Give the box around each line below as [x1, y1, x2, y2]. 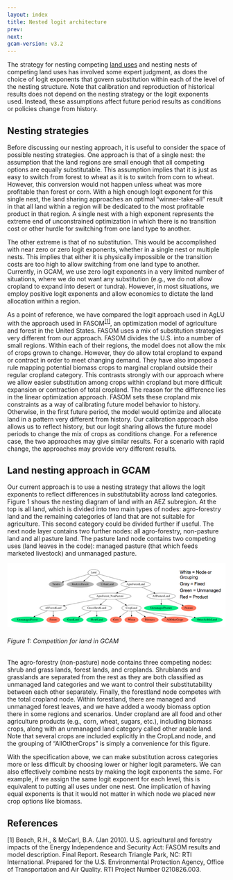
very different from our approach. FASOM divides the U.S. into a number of [7, 333, 221, 342]
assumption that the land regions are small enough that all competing [7, 158, 205, 166]
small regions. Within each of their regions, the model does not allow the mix [7, 341, 226, 349]
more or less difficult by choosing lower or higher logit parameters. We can [7, 761, 221, 769]
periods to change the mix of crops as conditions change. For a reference [7, 429, 218, 438]
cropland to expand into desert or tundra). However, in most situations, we [7, 282, 220, 290]
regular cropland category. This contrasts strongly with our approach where [7, 370, 224, 379]
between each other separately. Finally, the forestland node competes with [7, 688, 221, 696]
